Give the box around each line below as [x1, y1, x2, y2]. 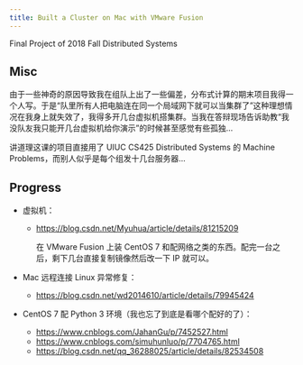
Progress [9, 179, 61, 195]
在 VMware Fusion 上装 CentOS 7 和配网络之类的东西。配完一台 [35, 242, 273, 252]
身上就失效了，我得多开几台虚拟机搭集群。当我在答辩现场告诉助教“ [32, 112, 282, 123]
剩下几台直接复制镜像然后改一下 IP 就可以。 [51, 253, 215, 264]
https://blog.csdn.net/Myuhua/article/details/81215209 [35, 223, 239, 234]
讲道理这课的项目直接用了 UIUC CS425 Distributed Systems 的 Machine [9, 141, 275, 153]
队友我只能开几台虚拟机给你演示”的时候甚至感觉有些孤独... [16, 123, 234, 133]
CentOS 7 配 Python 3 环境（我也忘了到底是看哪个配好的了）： [22, 308, 252, 320]
